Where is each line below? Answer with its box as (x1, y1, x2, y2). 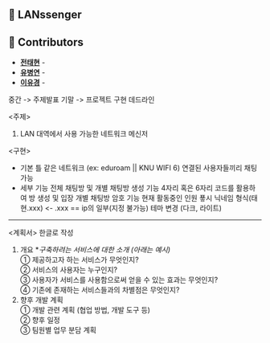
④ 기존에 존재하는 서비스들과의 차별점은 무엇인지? (19, 285, 180, 295)
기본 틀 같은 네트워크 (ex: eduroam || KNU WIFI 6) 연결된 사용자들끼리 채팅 (19, 163, 258, 173)
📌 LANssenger (8, 8, 82, 22)
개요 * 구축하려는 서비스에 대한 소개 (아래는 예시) (19, 245, 171, 255)
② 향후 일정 (19, 315, 60, 325)
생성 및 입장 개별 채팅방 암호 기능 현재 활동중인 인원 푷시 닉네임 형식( (37, 194, 252, 203)
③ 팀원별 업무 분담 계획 (19, 325, 96, 335)
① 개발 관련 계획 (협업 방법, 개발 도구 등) (19, 305, 151, 315)
